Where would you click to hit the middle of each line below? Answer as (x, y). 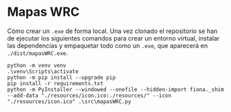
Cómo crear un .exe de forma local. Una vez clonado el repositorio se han (112, 31)
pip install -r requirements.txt (55, 83)
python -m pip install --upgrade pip (62, 77)
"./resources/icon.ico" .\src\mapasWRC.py (69, 101)
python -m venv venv (37, 65)
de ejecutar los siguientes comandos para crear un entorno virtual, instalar (113, 38)
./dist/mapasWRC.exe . (38, 53)
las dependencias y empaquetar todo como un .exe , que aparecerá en (108, 45)
